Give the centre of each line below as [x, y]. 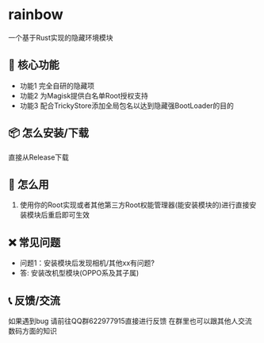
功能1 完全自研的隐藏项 [57, 86]
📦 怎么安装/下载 [49, 133]
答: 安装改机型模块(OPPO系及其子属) [79, 273]
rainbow [36, 15]
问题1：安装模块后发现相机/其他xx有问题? [87, 263]
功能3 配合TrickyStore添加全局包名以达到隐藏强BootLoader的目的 [126, 106]
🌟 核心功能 [34, 65]
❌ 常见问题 [34, 243]
